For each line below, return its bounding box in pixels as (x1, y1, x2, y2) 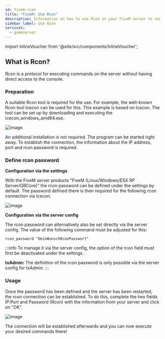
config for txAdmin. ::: (5, 265, 49, 271)
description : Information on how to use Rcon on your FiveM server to (5, 16, 153, 21)
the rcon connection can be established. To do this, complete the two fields (5, 293, 158, 300)
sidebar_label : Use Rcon (5, 21, 56, 26)
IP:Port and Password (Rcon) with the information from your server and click (5, 299, 160, 305)
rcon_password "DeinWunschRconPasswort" (5, 236, 89, 241)
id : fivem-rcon (5, 7, 36, 12)
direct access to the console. (5, 76, 64, 82)
